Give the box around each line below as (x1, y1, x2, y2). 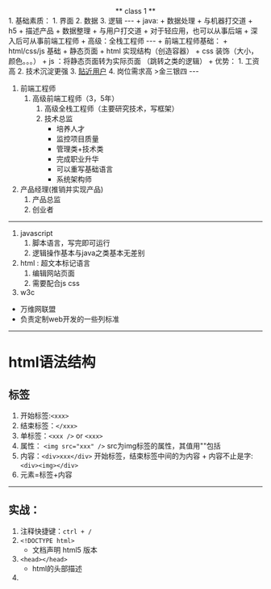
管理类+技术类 (56, 144, 104, 154)
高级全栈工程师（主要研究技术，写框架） (44, 103, 179, 113)
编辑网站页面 (31, 268, 75, 278)
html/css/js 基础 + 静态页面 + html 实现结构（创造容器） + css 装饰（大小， (8, 46, 258, 56)
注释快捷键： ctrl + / (19, 526, 93, 536)
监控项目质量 (56, 134, 99, 143)
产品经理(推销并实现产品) (19, 184, 104, 194)
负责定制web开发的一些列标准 (19, 314, 119, 324)
